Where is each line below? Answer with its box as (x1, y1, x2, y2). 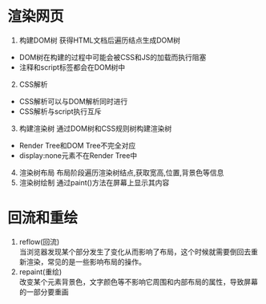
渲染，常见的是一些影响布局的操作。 (26, 257, 146, 266)
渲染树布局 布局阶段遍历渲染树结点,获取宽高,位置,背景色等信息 (18, 168, 224, 177)
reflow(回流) (18, 237, 60, 246)
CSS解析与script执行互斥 (18, 106, 102, 116)
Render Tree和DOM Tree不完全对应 (18, 140, 136, 150)
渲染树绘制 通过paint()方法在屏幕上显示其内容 (18, 177, 170, 187)
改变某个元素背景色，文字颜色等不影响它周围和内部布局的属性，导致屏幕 (18, 277, 258, 286)
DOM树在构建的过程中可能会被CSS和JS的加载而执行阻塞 (18, 52, 207, 62)
